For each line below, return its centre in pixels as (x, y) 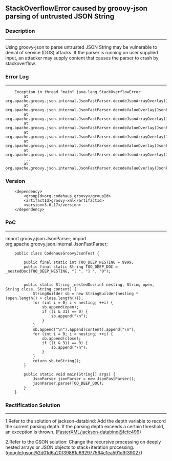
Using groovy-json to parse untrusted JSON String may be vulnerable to (81, 47)
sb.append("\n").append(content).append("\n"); (84, 329)
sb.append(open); (60, 307)
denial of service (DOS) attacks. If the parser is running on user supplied (82, 52)
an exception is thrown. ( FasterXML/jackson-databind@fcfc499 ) (73, 432)
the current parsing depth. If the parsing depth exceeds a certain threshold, (85, 426)
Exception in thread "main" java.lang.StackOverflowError (78, 92)
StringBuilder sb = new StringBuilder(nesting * (85, 294)
